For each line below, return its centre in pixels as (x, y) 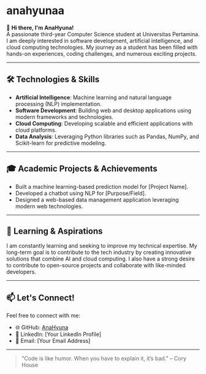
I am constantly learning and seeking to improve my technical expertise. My (102, 246)
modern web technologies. (49, 206)
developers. (21, 272)
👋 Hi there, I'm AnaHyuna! (40, 28)
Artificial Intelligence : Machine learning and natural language (93, 97)
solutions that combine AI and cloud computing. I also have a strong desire (101, 259)
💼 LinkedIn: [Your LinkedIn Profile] (58, 334)
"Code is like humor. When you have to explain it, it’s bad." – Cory (104, 359)
